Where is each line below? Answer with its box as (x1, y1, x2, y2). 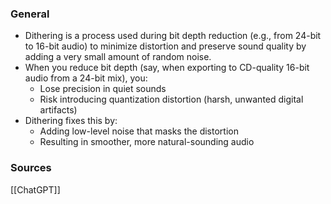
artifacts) (39, 104, 78, 116)
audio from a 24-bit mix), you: (24, 72, 148, 84)
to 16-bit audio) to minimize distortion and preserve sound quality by (24, 40, 307, 52)
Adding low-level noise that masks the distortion (39, 125, 239, 137)
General (10, 7, 50, 21)
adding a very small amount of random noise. (24, 51, 212, 63)
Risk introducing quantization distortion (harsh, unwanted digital (39, 93, 304, 106)
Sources (10, 161, 52, 175)
